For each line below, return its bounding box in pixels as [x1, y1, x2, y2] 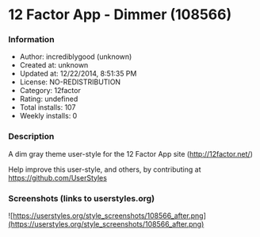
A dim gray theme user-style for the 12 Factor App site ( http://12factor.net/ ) [8, 149, 254, 158]
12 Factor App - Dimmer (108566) [8, 6, 232, 24]
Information [8, 34, 55, 45]
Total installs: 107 [19, 103, 76, 112]
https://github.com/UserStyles [8, 173, 107, 182]
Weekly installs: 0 [19, 111, 78, 121]
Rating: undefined [19, 94, 78, 104]
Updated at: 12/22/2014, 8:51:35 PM [19, 69, 137, 79]
